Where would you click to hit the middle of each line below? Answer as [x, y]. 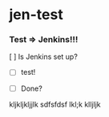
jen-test [36, 15]
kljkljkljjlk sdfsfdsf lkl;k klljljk [55, 104]
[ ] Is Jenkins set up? [44, 57]
